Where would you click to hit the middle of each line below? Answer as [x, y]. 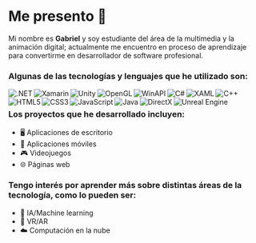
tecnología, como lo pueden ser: [72, 195]
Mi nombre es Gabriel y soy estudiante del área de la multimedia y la [121, 38]
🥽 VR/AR [34, 221]
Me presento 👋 [58, 16]
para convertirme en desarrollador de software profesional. [106, 55]
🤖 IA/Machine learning [56, 213]
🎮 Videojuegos [46, 153]
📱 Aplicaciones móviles [58, 144]
